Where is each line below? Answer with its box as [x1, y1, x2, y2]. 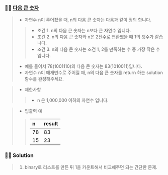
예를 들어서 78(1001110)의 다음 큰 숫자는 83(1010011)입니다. [24, 63, 143, 69]
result [44, 120, 58, 127]
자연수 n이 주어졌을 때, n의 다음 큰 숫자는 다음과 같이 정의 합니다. [24, 17, 152, 23]
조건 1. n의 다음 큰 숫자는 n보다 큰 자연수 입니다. [37, 28, 131, 34]
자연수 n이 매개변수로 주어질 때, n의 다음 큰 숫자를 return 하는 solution [24, 69, 163, 76]
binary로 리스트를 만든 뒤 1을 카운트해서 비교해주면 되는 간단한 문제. [24, 164, 158, 170]
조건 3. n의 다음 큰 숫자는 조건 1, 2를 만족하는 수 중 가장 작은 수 [37, 46, 160, 52]
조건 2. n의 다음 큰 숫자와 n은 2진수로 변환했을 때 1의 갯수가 [37, 34, 154, 40]
